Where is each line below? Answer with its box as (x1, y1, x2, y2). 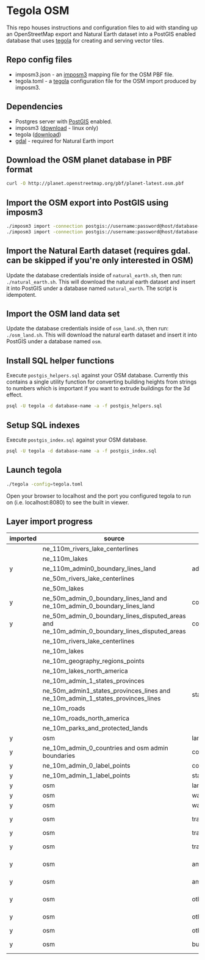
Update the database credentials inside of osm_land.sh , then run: (6, 325, 169, 332)
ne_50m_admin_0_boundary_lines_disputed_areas (42, 612, 186, 620)
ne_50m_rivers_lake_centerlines (42, 575, 135, 583)
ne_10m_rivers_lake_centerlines (42, 637, 135, 645)
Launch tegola (6, 465, 62, 475)
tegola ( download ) (15, 131, 62, 138)
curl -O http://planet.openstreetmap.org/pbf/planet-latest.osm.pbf (6, 181, 184, 187)
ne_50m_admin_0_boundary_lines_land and (42, 594, 168, 603)
